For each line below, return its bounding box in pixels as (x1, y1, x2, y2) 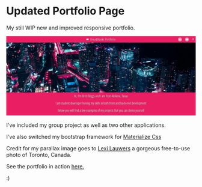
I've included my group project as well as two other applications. (6, 121, 167, 129)
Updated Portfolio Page (6, 4, 125, 18)
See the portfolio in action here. (6, 162, 84, 170)
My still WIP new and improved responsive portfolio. (6, 24, 135, 31)
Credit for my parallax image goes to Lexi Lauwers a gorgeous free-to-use (6, 144, 191, 152)
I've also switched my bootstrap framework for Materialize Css (6, 133, 162, 140)
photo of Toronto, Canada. (6, 151, 72, 158)
